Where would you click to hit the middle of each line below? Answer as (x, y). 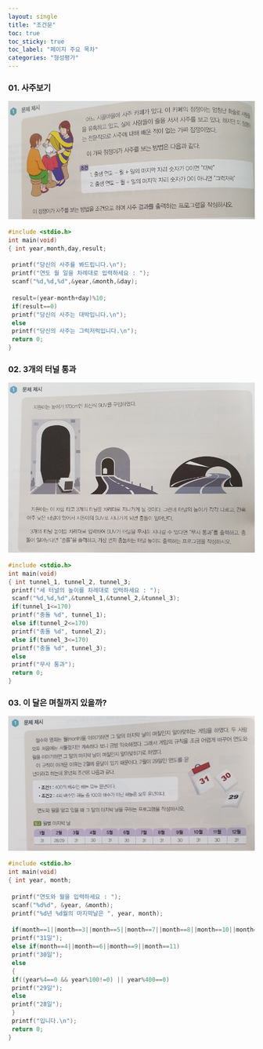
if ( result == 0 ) (34, 306)
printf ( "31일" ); (37, 938)
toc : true (24, 33)
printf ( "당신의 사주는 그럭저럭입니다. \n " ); (74, 331)
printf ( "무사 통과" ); (43, 665)
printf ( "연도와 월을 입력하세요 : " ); (67, 897)
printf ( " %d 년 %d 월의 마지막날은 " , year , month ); (87, 913)
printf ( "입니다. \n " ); (44, 1021)
